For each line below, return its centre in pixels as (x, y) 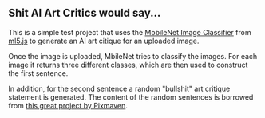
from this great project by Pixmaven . (68, 105)
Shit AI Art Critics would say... (85, 13)
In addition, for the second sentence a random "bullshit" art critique (119, 88)
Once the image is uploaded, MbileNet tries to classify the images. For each (133, 56)
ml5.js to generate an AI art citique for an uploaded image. (104, 41)
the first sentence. (38, 73)
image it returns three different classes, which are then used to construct (128, 65)
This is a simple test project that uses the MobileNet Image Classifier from (130, 32)
